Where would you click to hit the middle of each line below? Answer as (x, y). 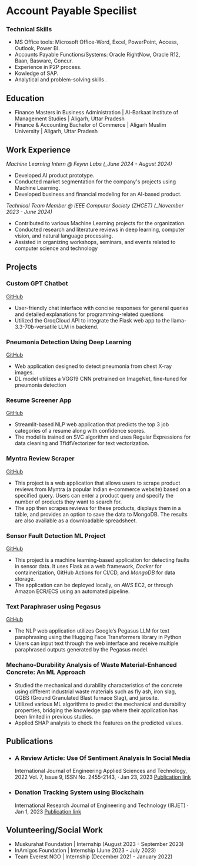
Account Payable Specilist (71, 11)
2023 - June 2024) (29, 212)
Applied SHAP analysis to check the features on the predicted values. (99, 723)
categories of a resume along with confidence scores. (80, 431)
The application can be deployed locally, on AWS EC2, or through (94, 585)
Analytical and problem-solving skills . (61, 80)
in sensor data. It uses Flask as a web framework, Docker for (88, 566)
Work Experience (39, 149)
